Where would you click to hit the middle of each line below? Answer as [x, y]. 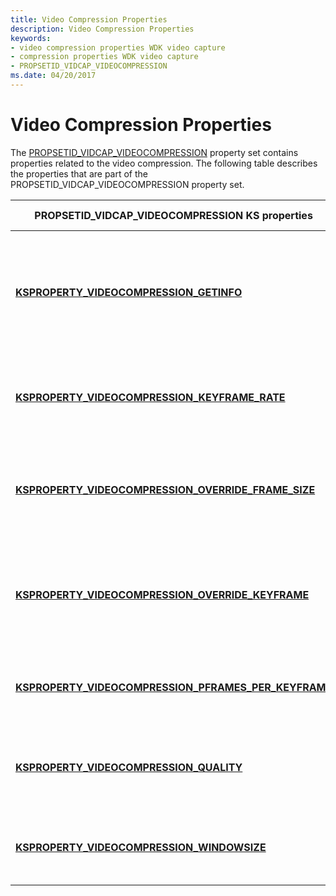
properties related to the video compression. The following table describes [164, 163]
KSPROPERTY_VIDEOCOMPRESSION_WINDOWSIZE [141, 847]
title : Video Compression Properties [89, 19]
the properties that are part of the [79, 173]
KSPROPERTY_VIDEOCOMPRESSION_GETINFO [129, 292]
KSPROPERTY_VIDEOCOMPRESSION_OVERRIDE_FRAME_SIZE [165, 489]
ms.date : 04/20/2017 [53, 76]
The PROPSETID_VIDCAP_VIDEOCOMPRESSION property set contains [154, 152]
